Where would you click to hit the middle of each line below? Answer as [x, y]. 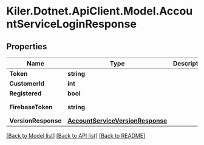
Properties [27, 46]
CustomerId [27, 83]
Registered [25, 93]
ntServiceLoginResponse [71, 24]
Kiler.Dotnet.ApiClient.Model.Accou [100, 11]
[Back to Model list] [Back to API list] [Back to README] [76, 136]
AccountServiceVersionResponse [117, 121]
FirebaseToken [31, 107]
